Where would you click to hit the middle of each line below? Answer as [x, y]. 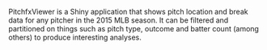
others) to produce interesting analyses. [75, 37]
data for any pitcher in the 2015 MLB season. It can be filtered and [119, 20]
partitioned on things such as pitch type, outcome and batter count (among [133, 29]
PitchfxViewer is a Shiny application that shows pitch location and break [128, 12]
